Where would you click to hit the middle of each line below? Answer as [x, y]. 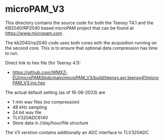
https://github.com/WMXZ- [40, 72]
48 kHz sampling [29, 107]
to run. [12, 53]
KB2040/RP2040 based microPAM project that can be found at [69, 28]
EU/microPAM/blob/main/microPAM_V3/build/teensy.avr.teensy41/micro [85, 77]
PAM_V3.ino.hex [29, 83]
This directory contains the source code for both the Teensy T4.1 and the [79, 23]
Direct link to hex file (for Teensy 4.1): [43, 63]
